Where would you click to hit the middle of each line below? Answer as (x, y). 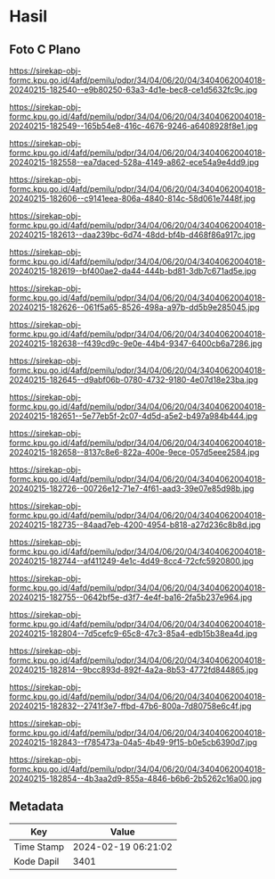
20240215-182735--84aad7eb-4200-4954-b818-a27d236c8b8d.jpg (135, 525)
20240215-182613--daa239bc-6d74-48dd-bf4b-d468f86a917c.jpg (133, 235)
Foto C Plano (45, 50)
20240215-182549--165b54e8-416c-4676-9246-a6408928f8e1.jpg (133, 126)
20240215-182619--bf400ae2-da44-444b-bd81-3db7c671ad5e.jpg (133, 271)
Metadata (36, 806)
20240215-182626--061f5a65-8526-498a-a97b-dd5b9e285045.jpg (134, 307)
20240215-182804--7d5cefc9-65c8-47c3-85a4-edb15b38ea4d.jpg (133, 634)
